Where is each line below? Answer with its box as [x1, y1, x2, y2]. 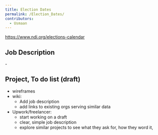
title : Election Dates [5, 7, 51, 12]
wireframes [12, 88, 35, 94]
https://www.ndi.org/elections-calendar [5, 34, 85, 40]
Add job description [19, 98, 60, 104]
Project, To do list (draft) [5, 75, 81, 83]
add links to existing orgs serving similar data [19, 103, 111, 110]
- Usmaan [9, 20, 27, 26]
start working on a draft [19, 114, 67, 120]
